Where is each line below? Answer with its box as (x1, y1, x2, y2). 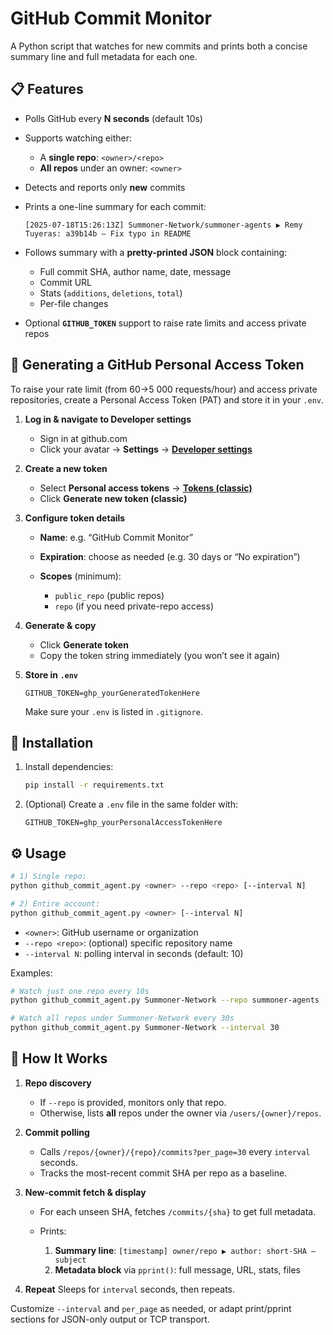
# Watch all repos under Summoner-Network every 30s (10, 1013, 235, 1024)
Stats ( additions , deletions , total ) (39, 287, 183, 299)
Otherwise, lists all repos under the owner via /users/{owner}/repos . (39, 1107, 322, 1119)
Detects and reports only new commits (24, 181, 186, 193)
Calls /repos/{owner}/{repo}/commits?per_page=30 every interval (39, 1145, 311, 1157)
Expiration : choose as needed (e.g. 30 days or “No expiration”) (39, 550, 301, 562)
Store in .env (24, 668, 79, 681)
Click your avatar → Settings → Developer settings (39, 443, 253, 455)
